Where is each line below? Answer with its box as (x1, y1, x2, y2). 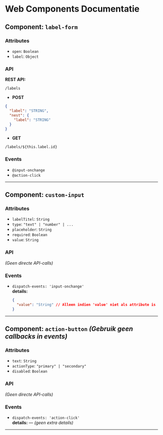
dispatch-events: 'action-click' (12, 415, 80, 420)
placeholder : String (12, 227, 52, 233)
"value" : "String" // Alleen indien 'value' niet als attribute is (16, 302, 156, 307)
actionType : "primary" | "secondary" (12, 363, 87, 369)
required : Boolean (12, 232, 48, 237)
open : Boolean (12, 48, 39, 54)
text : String (12, 358, 37, 364)
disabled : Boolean (12, 368, 48, 374)
